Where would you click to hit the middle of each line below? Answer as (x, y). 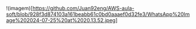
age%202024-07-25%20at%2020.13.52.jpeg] (62, 20)
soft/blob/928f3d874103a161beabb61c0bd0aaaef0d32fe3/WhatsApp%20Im (98, 14)
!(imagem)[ (19, 8)
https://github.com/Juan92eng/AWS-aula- (83, 8)
